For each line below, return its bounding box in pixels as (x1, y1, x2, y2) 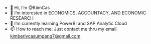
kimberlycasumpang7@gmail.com (10, 33, 81, 39)
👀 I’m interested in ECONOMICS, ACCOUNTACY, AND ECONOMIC (10, 10, 146, 16)
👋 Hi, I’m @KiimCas (10, 5, 50, 10)
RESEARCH (10, 15, 34, 21)
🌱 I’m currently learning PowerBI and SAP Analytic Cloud (10, 20, 127, 26)
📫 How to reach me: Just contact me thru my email (10, 26, 117, 32)
